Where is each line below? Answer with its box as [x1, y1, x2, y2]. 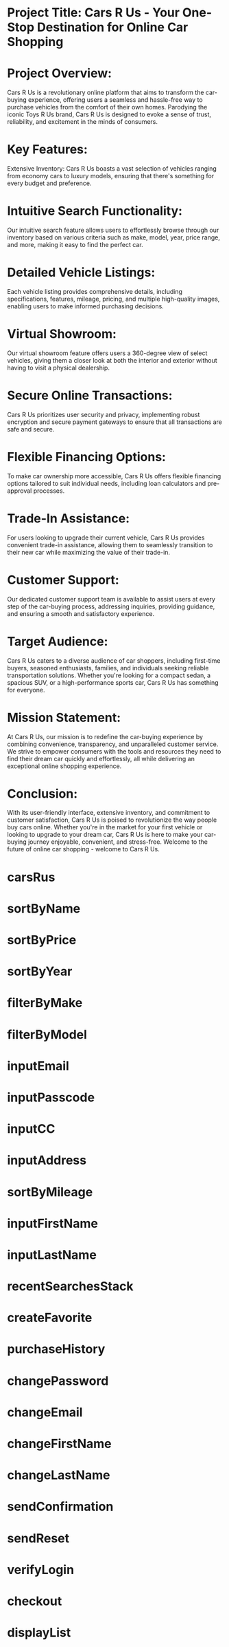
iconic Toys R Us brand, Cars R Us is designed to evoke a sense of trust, [7, 110, 211, 118]
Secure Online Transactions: [7, 387, 173, 403]
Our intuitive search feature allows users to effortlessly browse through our [7, 226, 219, 234]
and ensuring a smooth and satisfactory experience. [7, 609, 155, 617]
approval [7, 487, 32, 495]
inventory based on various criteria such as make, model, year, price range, [7, 233, 221, 242]
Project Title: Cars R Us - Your [7, 5, 180, 21]
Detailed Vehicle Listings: [7, 265, 156, 280]
